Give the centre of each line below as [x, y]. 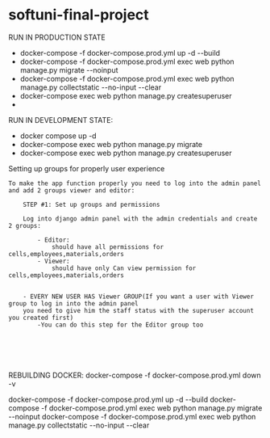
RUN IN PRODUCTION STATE [57, 37]
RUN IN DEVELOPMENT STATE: [61, 120]
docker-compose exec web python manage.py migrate [111, 144]
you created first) [41, 318]
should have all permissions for [107, 247]
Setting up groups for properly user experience [87, 168]
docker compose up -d [58, 136]
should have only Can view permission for [124, 268]
